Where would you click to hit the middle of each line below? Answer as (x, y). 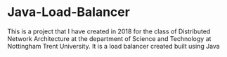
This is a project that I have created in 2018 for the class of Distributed (109, 31)
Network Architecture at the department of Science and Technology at (109, 38)
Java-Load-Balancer (69, 12)
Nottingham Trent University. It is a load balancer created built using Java (113, 46)
